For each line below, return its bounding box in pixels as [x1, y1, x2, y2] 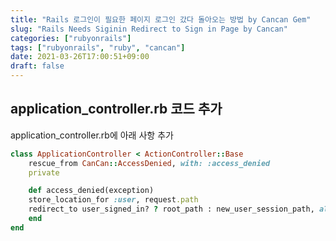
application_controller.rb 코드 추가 [10, 101, 223, 118]
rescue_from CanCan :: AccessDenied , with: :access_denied [28, 158, 271, 168]
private [28, 167, 60, 178]
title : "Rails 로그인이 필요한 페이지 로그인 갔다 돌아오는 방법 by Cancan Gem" [10, 14, 312, 25]
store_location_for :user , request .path [28, 195, 199, 205]
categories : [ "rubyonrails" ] [10, 33, 132, 43]
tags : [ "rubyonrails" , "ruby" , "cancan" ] [10, 42, 186, 53]
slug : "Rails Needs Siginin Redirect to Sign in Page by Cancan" [10, 24, 288, 34]
